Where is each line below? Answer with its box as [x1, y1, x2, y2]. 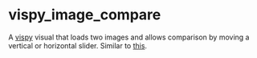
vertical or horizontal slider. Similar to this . [8, 40, 147, 50]
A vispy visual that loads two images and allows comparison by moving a [8, 32, 250, 42]
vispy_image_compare [8, 6, 161, 24]
